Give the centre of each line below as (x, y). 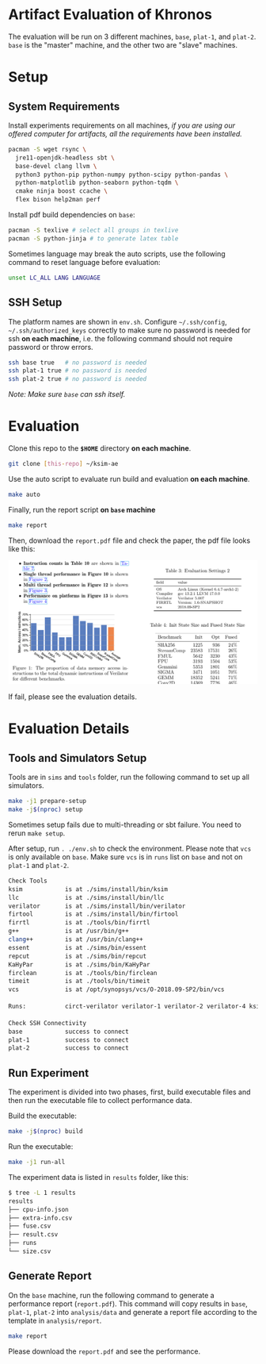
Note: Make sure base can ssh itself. (67, 394)
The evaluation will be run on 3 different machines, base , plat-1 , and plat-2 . (132, 37)
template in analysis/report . (55, 1320)
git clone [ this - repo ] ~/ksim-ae (63, 464)
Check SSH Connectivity (47, 1023)
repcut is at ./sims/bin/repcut (78, 956)
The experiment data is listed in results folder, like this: (98, 1177)
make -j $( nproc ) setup (46, 810)
